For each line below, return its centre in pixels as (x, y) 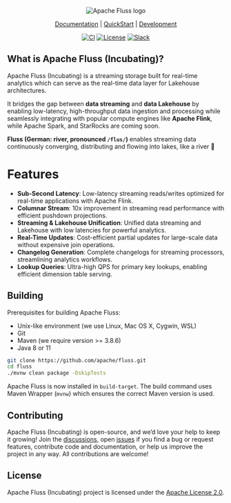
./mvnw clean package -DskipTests (57, 373)
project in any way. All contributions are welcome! (78, 454)
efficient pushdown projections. (62, 215)
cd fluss (20, 367)
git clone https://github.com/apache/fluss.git (77, 360)
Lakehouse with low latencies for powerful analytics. (92, 230)
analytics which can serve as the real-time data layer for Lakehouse (103, 83)
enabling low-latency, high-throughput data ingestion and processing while (114, 111)
